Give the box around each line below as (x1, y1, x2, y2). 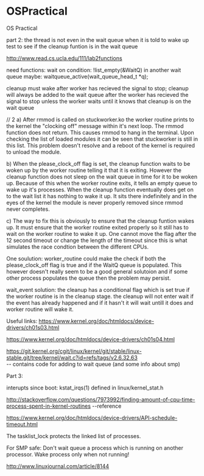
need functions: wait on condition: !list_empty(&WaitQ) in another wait (6, 66, 181, 74)
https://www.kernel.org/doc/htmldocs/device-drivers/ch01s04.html (6, 335, 175, 343)
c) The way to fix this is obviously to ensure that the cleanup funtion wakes (6, 217, 195, 224)
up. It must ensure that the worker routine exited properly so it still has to (6, 224, 189, 231)
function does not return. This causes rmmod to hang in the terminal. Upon (6, 129, 195, 136)
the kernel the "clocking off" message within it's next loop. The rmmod (6, 122, 184, 129)
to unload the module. (6, 148, 62, 155)
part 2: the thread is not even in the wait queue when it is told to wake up (6, 36, 189, 43)
